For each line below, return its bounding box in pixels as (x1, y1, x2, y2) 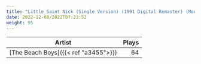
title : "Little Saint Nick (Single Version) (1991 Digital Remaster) (6, 8, 184, 15)
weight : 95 (6, 20, 33, 25)
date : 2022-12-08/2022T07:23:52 (6, 14, 87, 20)
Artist (54, 39, 72, 47)
